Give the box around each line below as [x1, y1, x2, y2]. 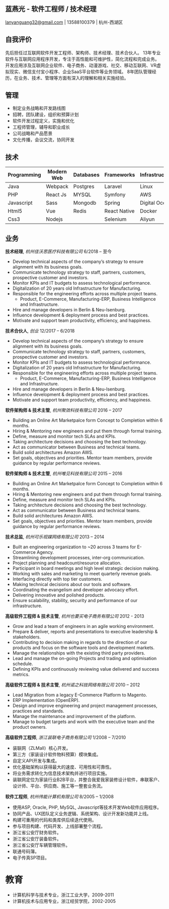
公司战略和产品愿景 [12, 131, 53, 137]
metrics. [12, 672, 30, 678]
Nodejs [46, 216, 63, 223]
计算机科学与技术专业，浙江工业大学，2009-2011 [12, 892, 114, 898]
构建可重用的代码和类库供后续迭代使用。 [12, 817, 97, 823]
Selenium [104, 216, 127, 223]
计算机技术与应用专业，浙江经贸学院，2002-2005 [12, 898, 116, 904]
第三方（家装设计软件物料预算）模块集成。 [12, 751, 101, 757]
